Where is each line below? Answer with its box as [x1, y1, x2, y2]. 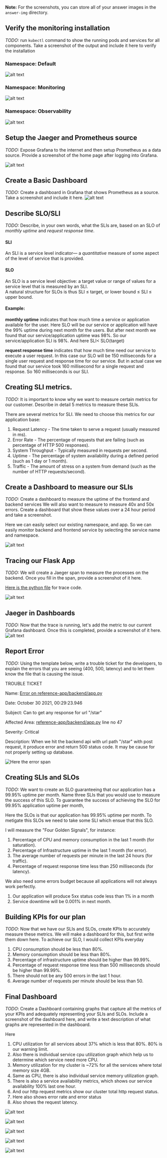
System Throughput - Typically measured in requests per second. [12, 447, 148, 453]
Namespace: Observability [5, 108, 72, 115]
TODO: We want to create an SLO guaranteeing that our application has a [5, 786, 156, 792]
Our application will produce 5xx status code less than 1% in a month [12, 893, 155, 899]
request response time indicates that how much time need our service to [5, 347, 156, 353]
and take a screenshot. [5, 512, 52, 518]
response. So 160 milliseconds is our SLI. [5, 369, 90, 375]
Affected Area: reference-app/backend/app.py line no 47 [5, 719, 123, 725]
